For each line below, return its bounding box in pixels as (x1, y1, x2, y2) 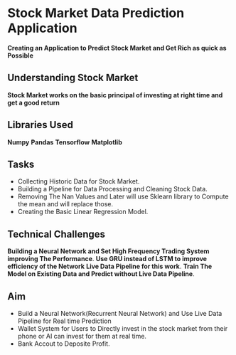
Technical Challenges (7, 228, 105, 240)
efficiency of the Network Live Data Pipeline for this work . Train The (7, 262, 213, 271)
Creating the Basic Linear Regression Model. (17, 208, 149, 216)
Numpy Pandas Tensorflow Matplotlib (7, 137, 122, 147)
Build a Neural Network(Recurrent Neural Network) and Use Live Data (17, 309, 222, 317)
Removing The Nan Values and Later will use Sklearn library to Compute (17, 192, 229, 201)
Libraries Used (7, 119, 73, 131)
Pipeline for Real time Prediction (17, 317, 112, 325)
